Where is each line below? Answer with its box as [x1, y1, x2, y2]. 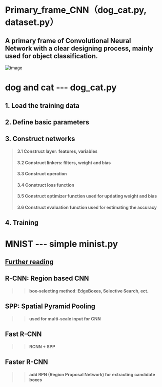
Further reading [5, 258, 54, 266]
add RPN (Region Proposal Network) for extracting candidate [29, 371, 155, 377]
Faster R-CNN [5, 358, 48, 366]
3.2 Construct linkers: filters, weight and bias [17, 160, 111, 166]
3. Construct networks [5, 135, 76, 143]
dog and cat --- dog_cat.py [5, 82, 117, 93]
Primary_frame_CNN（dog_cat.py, [5, 4, 147, 16]
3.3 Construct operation [17, 171, 67, 177]
